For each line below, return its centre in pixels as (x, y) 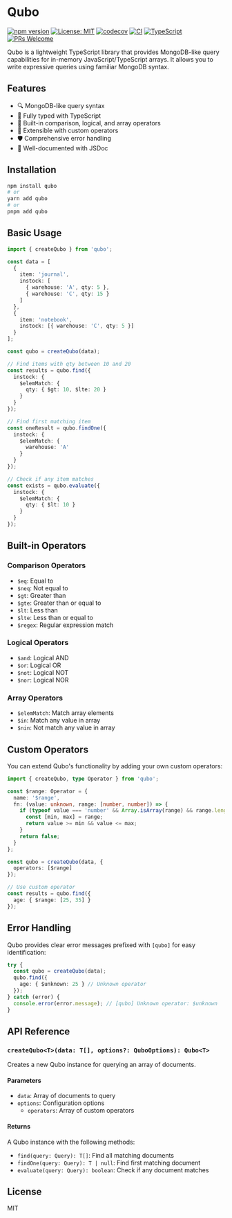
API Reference (39, 1031)
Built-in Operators (47, 546)
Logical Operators (38, 643)
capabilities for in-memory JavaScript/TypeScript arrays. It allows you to (110, 59)
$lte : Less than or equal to (55, 617)
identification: (27, 952)
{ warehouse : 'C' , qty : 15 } (67, 294)
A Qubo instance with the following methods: (71, 1142)
